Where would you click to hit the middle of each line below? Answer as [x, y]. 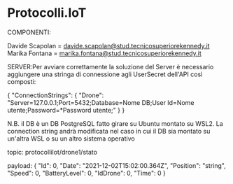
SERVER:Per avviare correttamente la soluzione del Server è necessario [111, 66]
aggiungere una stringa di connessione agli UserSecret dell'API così [105, 74]
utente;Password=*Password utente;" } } [66, 110]
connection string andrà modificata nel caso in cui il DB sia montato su [109, 131]
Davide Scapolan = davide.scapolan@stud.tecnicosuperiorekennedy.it [108, 45]
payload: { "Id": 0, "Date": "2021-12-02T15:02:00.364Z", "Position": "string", [116, 165]
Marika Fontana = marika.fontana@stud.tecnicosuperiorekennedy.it [104, 53]
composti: [22, 81]
